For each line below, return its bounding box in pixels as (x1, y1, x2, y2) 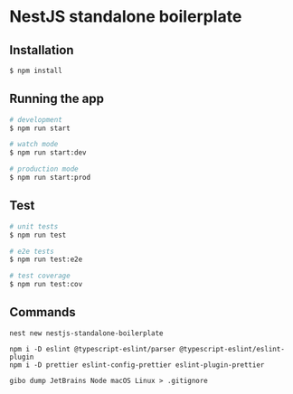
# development (9, 115, 63, 124)
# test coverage (9, 271, 71, 281)
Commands (9, 305, 77, 320)
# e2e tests (9, 247, 54, 256)
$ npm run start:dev (9, 148, 88, 157)
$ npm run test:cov (9, 280, 83, 289)
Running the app (9, 91, 104, 107)
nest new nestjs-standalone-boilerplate (9, 328, 165, 338)
